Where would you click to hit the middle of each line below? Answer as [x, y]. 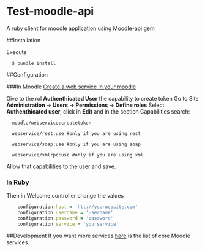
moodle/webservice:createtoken [52, 123]
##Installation [24, 40]
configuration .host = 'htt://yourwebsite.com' [78, 207]
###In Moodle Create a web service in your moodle [71, 87]
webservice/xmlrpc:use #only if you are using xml [78, 155]
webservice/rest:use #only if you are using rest [76, 133]
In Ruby [18, 182]
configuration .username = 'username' [65, 213]
